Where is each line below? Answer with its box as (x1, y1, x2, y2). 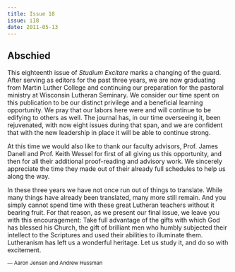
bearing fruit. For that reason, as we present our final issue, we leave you (7, 208, 220, 217)
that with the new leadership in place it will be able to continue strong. (7, 129, 211, 137)
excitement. (7, 246, 42, 254)
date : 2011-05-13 (7, 23, 59, 30)
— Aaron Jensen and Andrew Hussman (7, 259, 103, 267)
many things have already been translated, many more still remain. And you (7, 194, 227, 202)
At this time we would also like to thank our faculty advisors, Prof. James (7, 142, 219, 150)
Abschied (7, 49, 51, 61)
